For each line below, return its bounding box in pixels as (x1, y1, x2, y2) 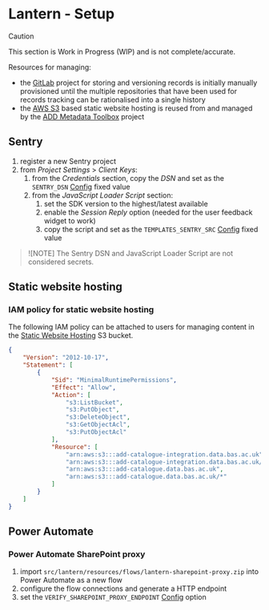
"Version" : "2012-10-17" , (22, 354, 110, 362)
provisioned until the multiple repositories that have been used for (19, 86, 238, 96)
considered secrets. (27, 257, 94, 267)
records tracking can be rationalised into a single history (19, 94, 206, 104)
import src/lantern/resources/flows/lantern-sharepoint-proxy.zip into (19, 567, 259, 576)
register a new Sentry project (19, 156, 116, 166)
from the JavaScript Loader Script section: (31, 190, 174, 200)
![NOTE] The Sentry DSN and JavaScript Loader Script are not (27, 248, 234, 258)
